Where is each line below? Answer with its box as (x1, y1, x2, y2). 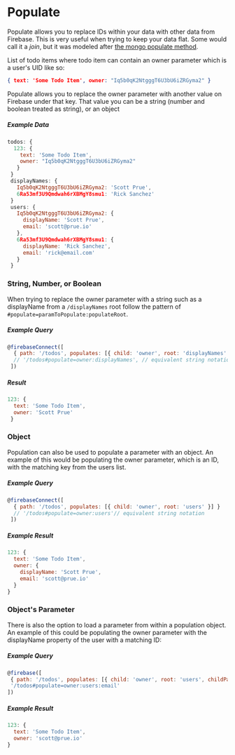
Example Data (7, 121, 49, 129)
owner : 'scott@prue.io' (13, 735, 83, 742)
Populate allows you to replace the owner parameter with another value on (7, 89, 222, 98)
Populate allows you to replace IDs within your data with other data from (7, 27, 215, 36)
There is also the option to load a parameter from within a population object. (7, 620, 227, 629)
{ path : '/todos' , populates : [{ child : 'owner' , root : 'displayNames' (13, 350, 227, 357)
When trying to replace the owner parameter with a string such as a (7, 295, 202, 303)
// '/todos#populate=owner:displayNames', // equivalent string (13, 356, 205, 363)
